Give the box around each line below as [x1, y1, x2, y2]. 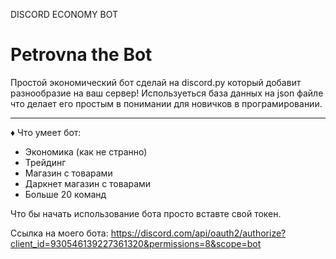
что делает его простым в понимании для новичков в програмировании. [10, 97, 323, 109]
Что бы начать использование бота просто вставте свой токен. [10, 207, 282, 219]
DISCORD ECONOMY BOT [10, 9, 118, 20]
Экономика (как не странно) [24, 145, 148, 158]
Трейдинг [24, 156, 67, 168]
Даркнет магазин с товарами [24, 177, 152, 189]
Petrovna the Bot [10, 44, 153, 66]
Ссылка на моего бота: [10, 227, 109, 239]
